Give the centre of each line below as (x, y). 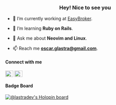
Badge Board (19, 86)
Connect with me (24, 62)
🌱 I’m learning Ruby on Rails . (43, 28)
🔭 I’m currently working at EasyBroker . (52, 19)
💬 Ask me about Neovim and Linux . (50, 38)
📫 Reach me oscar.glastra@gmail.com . (55, 48)
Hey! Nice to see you (85, 8)
